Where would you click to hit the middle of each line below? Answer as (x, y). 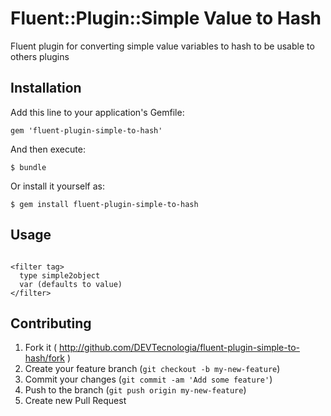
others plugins (40, 56)
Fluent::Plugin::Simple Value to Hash (166, 18)
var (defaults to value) (71, 284)
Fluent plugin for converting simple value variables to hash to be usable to (162, 46)
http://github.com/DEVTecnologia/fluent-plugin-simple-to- (179, 348)
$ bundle (28, 167)
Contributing (51, 323)
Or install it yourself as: (57, 186)
